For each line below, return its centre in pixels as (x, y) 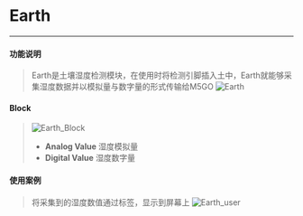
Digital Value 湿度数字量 (90, 158)
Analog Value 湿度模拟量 (91, 146)
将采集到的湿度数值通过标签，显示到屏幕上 (110, 202)
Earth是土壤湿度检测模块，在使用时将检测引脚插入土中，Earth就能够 (158, 75)
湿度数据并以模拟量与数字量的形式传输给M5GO (126, 87)
